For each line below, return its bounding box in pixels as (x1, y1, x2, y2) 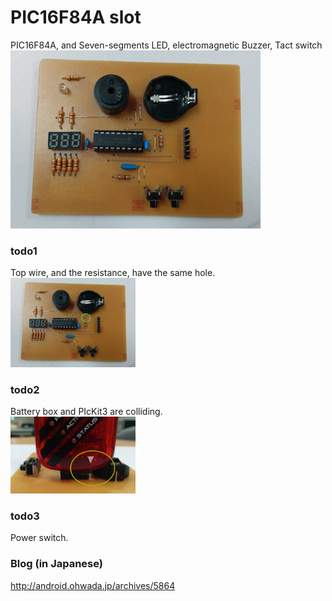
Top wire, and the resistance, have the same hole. (10, 267, 216, 279)
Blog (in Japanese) (10, 557, 103, 571)
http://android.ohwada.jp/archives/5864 (10, 579, 176, 591)
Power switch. (10, 532, 69, 544)
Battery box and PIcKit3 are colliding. (10, 406, 163, 418)
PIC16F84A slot (10, 6, 142, 29)
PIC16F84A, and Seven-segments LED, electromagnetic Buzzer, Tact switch (10, 39, 323, 51)
